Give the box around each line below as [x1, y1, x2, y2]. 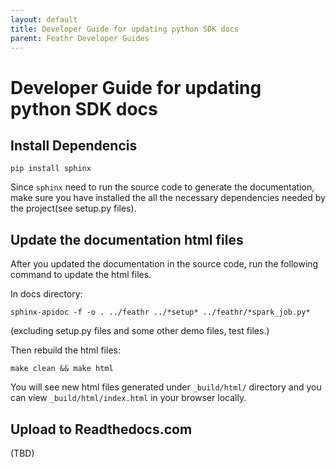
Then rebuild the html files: [10, 344, 121, 356]
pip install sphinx [10, 164, 92, 174]
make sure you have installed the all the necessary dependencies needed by [10, 192, 326, 204]
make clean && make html [10, 364, 114, 374]
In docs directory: [10, 288, 83, 300]
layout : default [10, 14, 78, 25]
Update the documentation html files [10, 231, 244, 248]
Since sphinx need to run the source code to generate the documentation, [10, 181, 315, 193]
